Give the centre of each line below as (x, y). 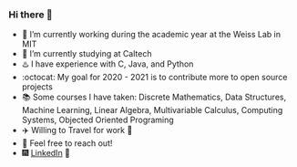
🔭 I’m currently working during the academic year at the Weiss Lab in (151, 35)
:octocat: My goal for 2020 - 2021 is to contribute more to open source (154, 78)
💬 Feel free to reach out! (67, 143)
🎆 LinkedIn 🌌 (46, 153)
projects (37, 87)
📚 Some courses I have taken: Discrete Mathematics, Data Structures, (154, 97)
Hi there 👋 (31, 15)
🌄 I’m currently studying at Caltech (87, 54)
